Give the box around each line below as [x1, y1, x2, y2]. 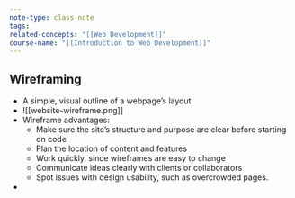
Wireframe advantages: [22, 114, 110, 126]
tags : [9, 22, 30, 31]
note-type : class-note [9, 13, 94, 22]
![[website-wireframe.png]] [22, 105, 124, 116]
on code [35, 134, 67, 145]
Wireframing [9, 71, 83, 86]
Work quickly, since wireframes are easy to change [35, 153, 227, 164]
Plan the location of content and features [35, 143, 187, 154]
